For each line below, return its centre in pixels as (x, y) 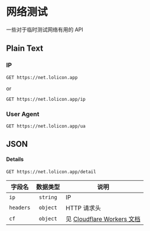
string (48, 197)
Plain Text (25, 49)
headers (20, 207)
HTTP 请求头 (84, 208)
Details (15, 159)
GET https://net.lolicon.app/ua (46, 126)
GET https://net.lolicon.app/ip (46, 99)
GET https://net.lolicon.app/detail (51, 171)
